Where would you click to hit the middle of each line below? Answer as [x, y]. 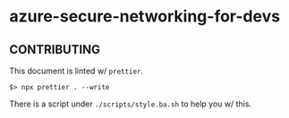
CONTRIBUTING [55, 50]
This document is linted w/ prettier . [76, 71]
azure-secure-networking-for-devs [144, 17]
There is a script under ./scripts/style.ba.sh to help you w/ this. [131, 104]
